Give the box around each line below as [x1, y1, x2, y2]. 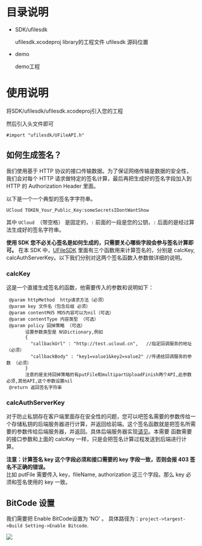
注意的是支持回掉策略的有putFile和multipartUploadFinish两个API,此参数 [25, 372, 192, 378]
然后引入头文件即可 [6, 120, 54, 127]
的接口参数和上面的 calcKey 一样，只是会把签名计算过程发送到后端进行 [6, 436, 182, 443]
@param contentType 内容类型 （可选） [8, 316, 99, 322]
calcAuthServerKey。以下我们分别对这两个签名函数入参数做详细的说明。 [6, 254, 186, 261]
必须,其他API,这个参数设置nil [6, 378, 73, 384]
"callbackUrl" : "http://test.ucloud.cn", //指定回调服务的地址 [30, 340, 192, 347]
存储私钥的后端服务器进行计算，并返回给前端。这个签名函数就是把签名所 [11, 421, 191, 428]
